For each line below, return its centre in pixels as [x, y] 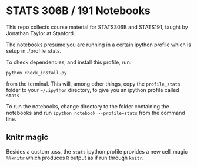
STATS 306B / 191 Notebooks [79, 11]
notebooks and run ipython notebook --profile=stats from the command [96, 113]
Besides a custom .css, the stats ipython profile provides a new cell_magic [97, 151]
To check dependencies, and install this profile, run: [69, 62]
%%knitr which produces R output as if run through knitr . [75, 158]
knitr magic [27, 137]
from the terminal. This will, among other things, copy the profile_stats [93, 84]
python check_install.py [36, 73]
